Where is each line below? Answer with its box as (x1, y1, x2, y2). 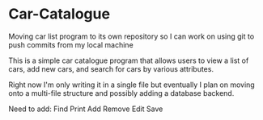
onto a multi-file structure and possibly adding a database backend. (8, 88, 235, 97)
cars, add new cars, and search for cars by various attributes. (8, 64, 214, 73)
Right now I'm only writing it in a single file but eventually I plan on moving (8, 80, 255, 89)
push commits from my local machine (8, 39, 134, 49)
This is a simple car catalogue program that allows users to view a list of (8, 56, 249, 65)
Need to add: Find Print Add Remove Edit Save (8, 104, 163, 114)
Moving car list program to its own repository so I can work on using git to (8, 31, 255, 41)
